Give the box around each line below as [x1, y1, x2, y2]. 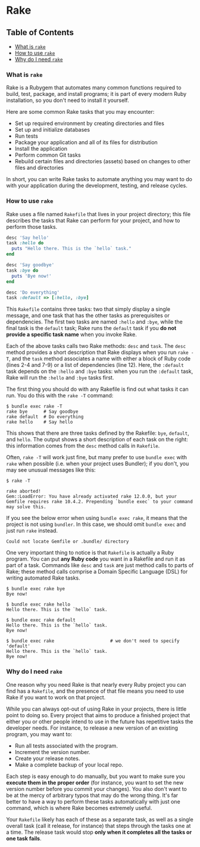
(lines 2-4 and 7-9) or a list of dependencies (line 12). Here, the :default [6, 362, 185, 369]
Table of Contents [6, 27, 74, 38]
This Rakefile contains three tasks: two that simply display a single [6, 306, 171, 313]
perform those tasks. [6, 223, 58, 230]
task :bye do [6, 267, 39, 273]
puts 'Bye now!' [11, 273, 52, 279]
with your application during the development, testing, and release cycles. [6, 182, 187, 189]
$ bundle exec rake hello [6, 602, 70, 608]
